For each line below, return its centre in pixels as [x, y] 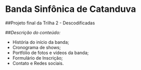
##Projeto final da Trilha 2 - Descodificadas [50, 23]
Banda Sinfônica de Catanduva [71, 9]
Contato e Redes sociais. [38, 63]
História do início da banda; [40, 42]
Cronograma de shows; [36, 47]
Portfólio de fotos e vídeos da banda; [50, 53]
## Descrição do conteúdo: [33, 32]
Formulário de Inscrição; [37, 58]
